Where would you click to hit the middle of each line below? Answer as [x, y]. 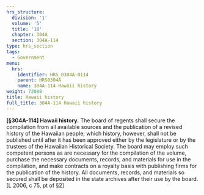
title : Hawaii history [35, 97]
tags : [13, 52]
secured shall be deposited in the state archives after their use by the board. [102, 178]
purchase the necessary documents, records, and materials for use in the [99, 159]
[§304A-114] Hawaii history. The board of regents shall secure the [91, 120]
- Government [28, 57]
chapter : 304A [30, 35]
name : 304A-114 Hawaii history [57, 86]
